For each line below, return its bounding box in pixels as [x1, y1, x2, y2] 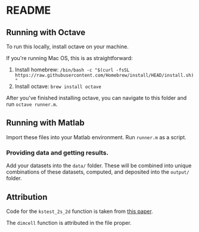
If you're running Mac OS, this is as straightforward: [6, 55, 133, 61]
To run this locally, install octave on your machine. [6, 43, 129, 50]
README [6, 4, 51, 17]
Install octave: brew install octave [14, 83, 101, 90]
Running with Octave [6, 27, 86, 37]
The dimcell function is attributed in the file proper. [6, 219, 132, 226]
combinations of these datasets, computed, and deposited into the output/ [6, 168, 189, 175]
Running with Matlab [6, 118, 85, 128]
